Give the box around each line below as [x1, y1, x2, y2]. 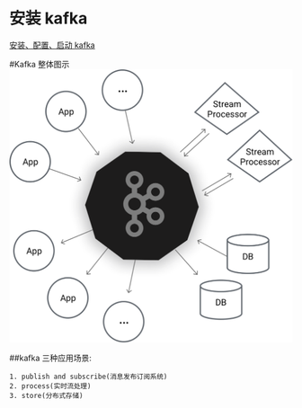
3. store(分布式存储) [9, 391, 84, 400]
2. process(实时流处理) [9, 381, 92, 391]
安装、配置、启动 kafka [9, 40, 96, 50]
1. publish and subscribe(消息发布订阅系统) [9, 372, 168, 381]
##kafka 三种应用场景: [9, 352, 92, 363]
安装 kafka [9, 8, 88, 29]
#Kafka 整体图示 [9, 58, 70, 69]
